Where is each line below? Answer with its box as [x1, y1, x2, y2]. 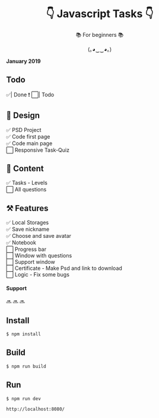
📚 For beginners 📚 [75, 31, 124, 38]
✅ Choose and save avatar [6, 232, 72, 240]
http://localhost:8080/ [6, 406, 65, 413]
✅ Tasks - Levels [6, 179, 47, 187]
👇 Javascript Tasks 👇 [46, 7, 154, 21]
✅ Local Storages [6, 219, 49, 226]
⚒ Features [6, 203, 49, 213]
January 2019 [6, 57, 41, 65]
